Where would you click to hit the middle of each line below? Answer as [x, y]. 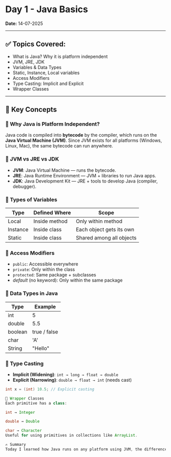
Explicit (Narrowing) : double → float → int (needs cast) [72, 380]
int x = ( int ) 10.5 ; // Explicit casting [50, 389]
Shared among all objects [106, 238]
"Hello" [41, 348]
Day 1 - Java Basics [47, 9]
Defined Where [52, 213]
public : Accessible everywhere [45, 264]
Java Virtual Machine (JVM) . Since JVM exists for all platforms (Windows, [84, 140]
